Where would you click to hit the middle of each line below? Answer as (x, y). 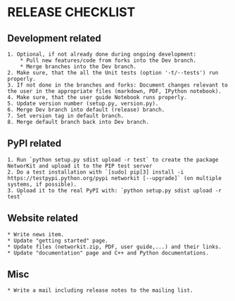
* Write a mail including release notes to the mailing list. (100, 290)
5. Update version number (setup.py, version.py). (83, 103)
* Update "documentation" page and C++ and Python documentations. (108, 253)
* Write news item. (36, 234)
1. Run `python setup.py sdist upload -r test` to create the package (113, 160)
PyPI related (34, 144)
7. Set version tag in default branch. (66, 116)
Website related (43, 218)
